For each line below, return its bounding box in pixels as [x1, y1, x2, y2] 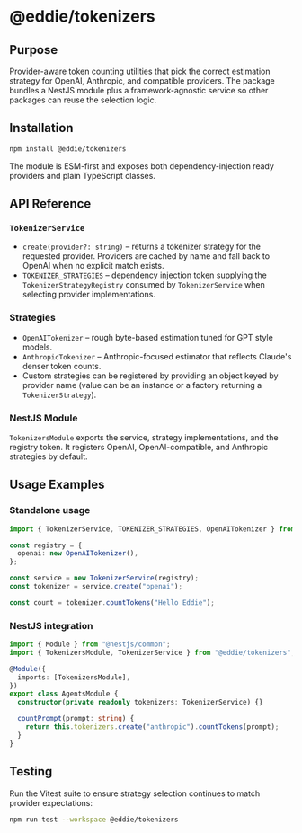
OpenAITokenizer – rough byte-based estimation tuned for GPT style [22, 332, 274, 342]
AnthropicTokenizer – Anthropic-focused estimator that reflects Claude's [22, 350, 292, 361]
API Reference [9, 196, 92, 212]
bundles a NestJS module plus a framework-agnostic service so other [9, 85, 269, 95]
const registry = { [9, 541, 83, 550]
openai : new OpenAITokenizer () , [17, 549, 139, 558]
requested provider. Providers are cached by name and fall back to [22, 251, 271, 261]
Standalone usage [9, 504, 91, 517]
